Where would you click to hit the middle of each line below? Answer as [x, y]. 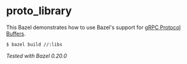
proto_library [39, 11]
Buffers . [16, 33]
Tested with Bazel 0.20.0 [37, 56]
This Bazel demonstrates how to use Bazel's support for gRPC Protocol [93, 27]
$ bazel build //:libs [34, 44]
